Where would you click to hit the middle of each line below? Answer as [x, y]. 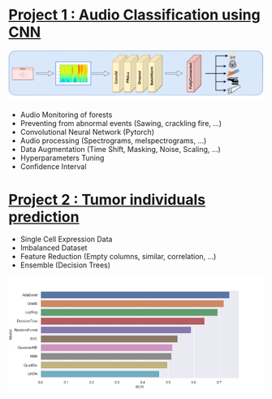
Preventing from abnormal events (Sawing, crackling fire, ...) [121, 124]
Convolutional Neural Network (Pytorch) [87, 132]
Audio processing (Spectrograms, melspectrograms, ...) [113, 141]
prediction [44, 217]
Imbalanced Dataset [54, 248]
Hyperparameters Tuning [62, 158]
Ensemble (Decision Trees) [65, 265]
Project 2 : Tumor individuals [107, 199]
